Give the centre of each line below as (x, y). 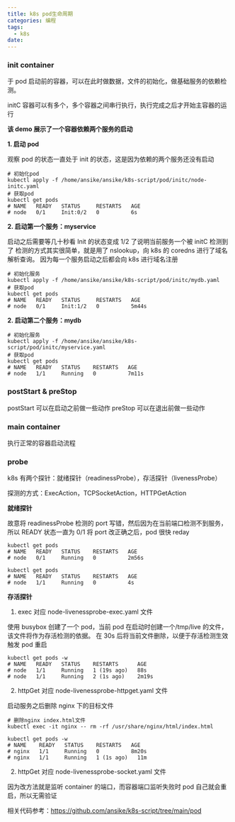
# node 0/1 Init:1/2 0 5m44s (77, 306)
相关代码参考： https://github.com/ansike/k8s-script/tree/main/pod (104, 811)
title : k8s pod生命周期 (40, 14)
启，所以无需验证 (32, 796)
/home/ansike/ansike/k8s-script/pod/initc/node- (134, 180)
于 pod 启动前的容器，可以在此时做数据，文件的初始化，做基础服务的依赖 (114, 81)
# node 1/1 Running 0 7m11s (75, 374)
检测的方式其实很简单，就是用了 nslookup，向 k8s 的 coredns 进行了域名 (121, 250)
